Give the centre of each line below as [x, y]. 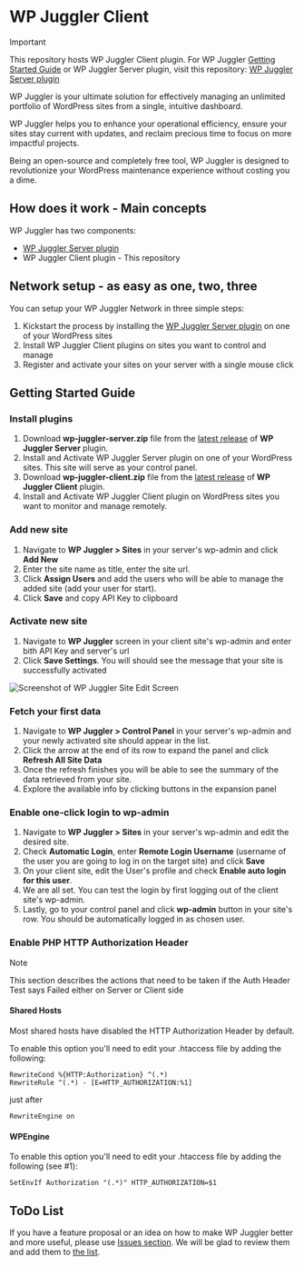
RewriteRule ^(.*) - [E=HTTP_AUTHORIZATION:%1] [101, 1082]
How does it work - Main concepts [108, 209]
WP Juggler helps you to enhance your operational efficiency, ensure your [148, 124]
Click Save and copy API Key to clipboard [100, 598]
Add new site [39, 530]
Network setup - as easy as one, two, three [133, 287]
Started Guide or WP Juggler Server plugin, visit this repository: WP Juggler [151, 69]
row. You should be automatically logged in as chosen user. [133, 919]
